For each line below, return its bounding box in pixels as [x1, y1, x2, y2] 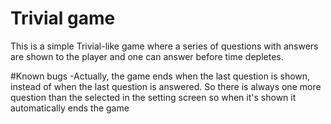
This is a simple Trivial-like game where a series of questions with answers [10, 40, 319, 52]
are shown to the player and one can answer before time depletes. [10, 50, 284, 62]
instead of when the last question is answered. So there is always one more [10, 80, 322, 92]
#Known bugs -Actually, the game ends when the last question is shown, [10, 70, 311, 82]
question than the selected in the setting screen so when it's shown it [10, 91, 297, 103]
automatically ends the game [10, 102, 130, 114]
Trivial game [10, 7, 116, 30]
